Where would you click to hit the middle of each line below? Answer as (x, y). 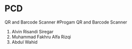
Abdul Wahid (24, 42)
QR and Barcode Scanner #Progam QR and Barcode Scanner (66, 22)
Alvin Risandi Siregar (33, 31)
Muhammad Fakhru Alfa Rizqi (41, 37)
